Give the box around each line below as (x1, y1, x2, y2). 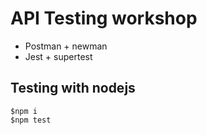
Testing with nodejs (10, 80, 136, 97)
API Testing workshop (10, 7, 198, 30)
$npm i (10, 106, 38, 116)
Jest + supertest (24, 50, 93, 62)
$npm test (10, 115, 52, 125)
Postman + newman (24, 40, 108, 52)
